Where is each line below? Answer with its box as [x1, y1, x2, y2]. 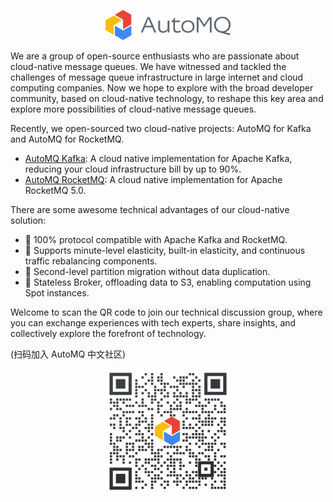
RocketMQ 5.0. [24, 185, 87, 196]
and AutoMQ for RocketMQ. [10, 133, 125, 145]
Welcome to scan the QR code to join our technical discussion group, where [10, 306, 323, 318]
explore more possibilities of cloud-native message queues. [10, 103, 257, 115]
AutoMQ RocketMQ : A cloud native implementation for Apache [24, 174, 283, 185]
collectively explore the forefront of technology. [10, 328, 207, 339]
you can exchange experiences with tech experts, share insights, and [10, 317, 297, 329]
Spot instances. [24, 287, 90, 299]
